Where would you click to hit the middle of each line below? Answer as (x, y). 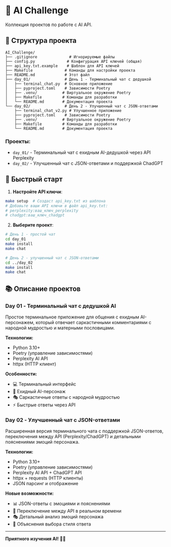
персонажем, (20, 323)
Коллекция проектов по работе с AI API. (49, 25)
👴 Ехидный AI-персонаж (39, 392)
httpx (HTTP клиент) (34, 364)
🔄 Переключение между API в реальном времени (67, 511)
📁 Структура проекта (41, 41)
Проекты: (18, 141)
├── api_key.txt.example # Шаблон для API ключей (62, 66)
